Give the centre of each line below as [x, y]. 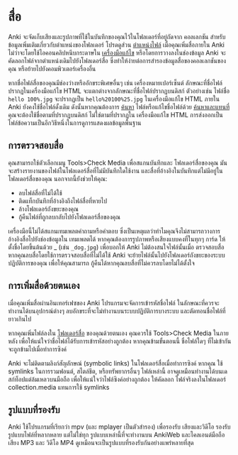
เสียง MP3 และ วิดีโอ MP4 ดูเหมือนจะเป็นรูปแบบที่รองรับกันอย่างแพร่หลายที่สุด [101, 443]
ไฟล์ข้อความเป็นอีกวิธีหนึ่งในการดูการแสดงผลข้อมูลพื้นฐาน [75, 123]
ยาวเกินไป [20, 319]
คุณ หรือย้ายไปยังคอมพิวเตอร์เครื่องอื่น [52, 68]
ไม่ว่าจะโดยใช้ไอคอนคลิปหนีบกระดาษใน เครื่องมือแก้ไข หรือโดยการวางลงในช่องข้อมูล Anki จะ [117, 53]
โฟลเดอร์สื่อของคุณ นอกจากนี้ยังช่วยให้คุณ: [58, 178]
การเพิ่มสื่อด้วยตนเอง [44, 286]
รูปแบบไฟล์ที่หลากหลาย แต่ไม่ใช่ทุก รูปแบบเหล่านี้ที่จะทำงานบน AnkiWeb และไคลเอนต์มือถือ [117, 435]
